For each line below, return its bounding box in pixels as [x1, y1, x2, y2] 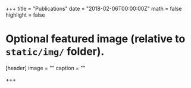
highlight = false [5, 11, 45, 18]
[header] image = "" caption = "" [5, 64, 86, 71]
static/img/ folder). [5, 45, 105, 58]
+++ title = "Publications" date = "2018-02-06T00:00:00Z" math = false [5, 5, 182, 12]
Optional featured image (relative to [5, 32, 186, 46]
